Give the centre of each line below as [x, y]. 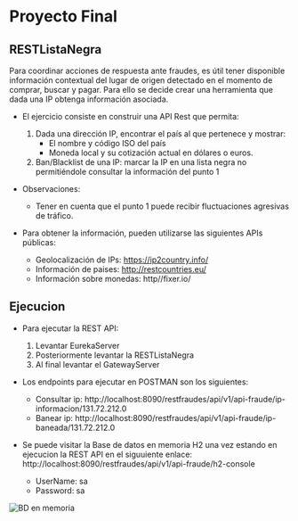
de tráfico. [54, 215]
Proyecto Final [64, 17]
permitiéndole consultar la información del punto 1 [127, 172]
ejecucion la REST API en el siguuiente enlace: [107, 454]
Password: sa [60, 490]
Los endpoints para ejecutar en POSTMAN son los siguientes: [135, 382]
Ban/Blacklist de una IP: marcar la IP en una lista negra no [141, 162]
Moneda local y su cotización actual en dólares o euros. [151, 153]
